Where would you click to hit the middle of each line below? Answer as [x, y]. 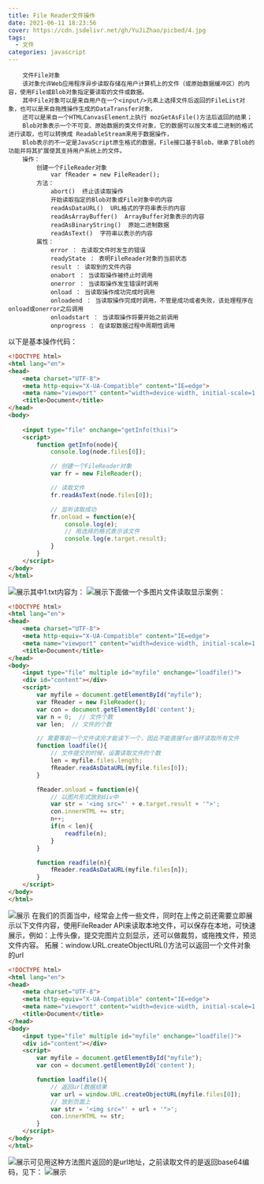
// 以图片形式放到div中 [84, 797]
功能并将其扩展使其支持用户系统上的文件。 [67, 151]
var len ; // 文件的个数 [74, 724]
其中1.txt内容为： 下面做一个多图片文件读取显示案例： [128, 592]
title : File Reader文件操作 [52, 15]
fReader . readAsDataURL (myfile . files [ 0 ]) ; [119, 767]
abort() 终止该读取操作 [87, 191]
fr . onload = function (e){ [93, 517]
